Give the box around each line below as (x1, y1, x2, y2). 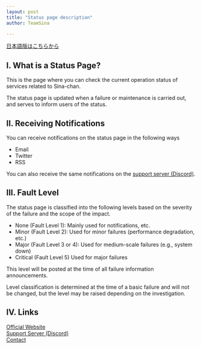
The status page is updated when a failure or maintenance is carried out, (6, 94, 187, 102)
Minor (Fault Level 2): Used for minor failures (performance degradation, (14, 228, 195, 235)
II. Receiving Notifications (6, 118, 105, 128)
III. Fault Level (6, 188, 59, 198)
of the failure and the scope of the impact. (6, 210, 111, 217)
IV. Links (6, 307, 39, 318)
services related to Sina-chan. (6, 82, 81, 90)
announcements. (6, 271, 48, 279)
